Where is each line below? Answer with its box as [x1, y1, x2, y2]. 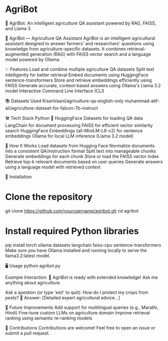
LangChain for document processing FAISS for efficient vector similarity [5, 122, 153, 128]
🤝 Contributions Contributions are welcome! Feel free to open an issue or [5, 324, 156, 330]
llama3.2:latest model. [5, 252, 51, 259]
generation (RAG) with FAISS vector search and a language [29, 51, 151, 57]
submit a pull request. [5, 330, 50, 336]
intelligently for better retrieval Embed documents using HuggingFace [5, 72, 148, 78]
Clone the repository [5, 192, 92, 203]
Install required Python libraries [5, 226, 139, 237]
